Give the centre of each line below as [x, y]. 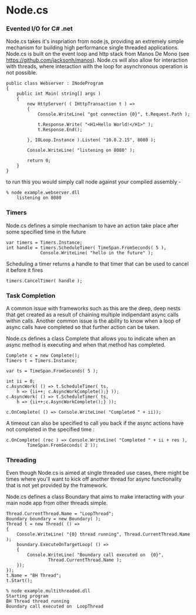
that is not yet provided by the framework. [57, 486]
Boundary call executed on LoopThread [55, 607]
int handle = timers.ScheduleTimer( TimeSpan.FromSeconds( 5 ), [86, 248]
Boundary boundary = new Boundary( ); [53, 519]
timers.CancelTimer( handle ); [44, 281]
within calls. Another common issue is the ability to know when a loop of [93, 321]
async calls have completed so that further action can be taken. [83, 327]
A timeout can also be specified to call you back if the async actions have [95, 423]
